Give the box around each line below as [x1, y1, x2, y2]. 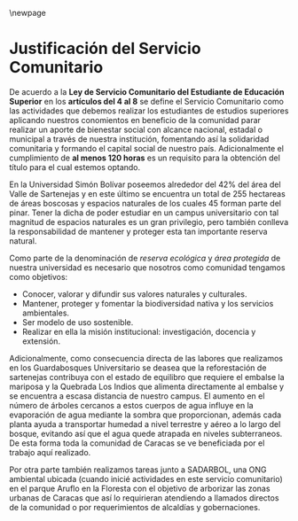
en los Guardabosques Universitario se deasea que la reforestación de [9, 362, 267, 373]
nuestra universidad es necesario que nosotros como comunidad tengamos [9, 261, 286, 273]
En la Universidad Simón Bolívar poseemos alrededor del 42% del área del [9, 179, 281, 190]
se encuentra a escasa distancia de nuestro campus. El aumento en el [9, 390, 265, 401]
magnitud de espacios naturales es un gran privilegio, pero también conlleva [9, 216, 289, 227]
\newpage [9, 8, 47, 18]
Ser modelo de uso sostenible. [21, 316, 134, 327]
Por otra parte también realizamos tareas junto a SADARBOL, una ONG [9, 464, 268, 475]
